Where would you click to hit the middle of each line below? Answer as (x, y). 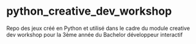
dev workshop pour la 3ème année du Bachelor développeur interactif (95, 34)
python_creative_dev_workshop (89, 11)
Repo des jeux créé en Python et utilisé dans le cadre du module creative (98, 28)
